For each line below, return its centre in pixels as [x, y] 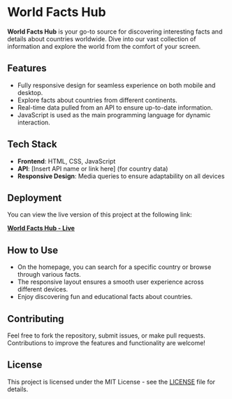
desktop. [30, 92]
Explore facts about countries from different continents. [97, 100]
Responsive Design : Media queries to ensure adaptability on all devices [121, 176]
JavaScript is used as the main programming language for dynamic [114, 115]
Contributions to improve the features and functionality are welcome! [107, 343]
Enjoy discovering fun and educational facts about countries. [105, 297]
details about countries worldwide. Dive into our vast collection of [102, 38]
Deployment [35, 197]
